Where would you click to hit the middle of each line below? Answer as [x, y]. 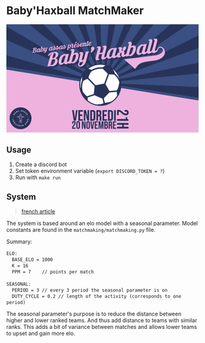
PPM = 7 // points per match [53, 272]
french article [38, 212]
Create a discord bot [41, 164]
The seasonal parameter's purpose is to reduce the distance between [94, 314]
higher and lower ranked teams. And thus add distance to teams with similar [102, 320]
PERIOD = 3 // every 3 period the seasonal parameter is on [90, 290]
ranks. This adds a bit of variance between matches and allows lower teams [102, 327]
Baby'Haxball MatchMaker [75, 11]
